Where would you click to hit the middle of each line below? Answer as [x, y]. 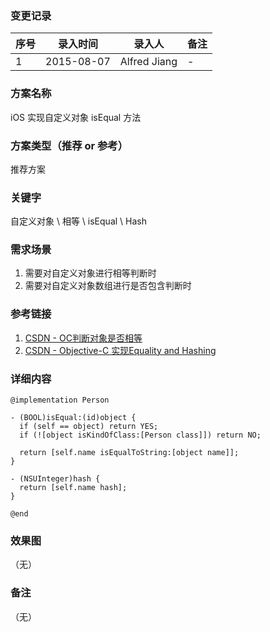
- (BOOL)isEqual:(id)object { [73, 418]
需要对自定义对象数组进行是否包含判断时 [108, 286]
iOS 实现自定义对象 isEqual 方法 [76, 117]
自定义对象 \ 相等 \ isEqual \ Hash [78, 221]
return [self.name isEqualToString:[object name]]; [129, 453]
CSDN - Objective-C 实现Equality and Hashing [120, 350]
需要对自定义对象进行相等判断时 [90, 273]
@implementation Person [60, 400]
